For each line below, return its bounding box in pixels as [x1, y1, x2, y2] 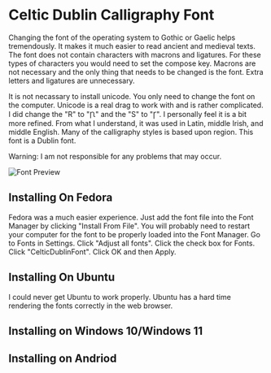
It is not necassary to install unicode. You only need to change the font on [8, 91, 256, 101]
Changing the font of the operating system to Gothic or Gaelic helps [8, 33, 236, 42]
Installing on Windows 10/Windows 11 [8, 323, 203, 338]
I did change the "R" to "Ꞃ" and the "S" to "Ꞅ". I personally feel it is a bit [8, 109, 247, 119]
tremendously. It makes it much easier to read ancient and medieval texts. [8, 41, 256, 50]
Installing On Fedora [8, 191, 113, 205]
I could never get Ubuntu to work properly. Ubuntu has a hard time [8, 292, 232, 301]
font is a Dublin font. [8, 136, 76, 145]
